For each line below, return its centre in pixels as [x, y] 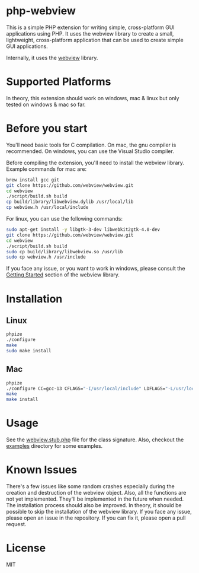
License [26, 548]
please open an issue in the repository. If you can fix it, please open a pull [96, 518]
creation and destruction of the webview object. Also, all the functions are [96, 493]
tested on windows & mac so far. [46, 104]
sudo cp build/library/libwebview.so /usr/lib [65, 252]
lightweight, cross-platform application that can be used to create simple [95, 40]
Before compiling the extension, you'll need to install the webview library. [95, 163]
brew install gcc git [33, 180]
